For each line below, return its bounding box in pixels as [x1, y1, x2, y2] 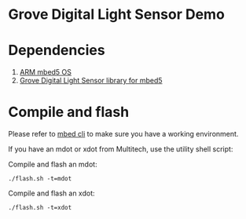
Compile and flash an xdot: [8, 188, 95, 198]
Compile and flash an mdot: [8, 159, 97, 170]
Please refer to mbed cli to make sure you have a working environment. [8, 130, 239, 139]
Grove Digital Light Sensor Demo [8, 5, 226, 24]
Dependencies [8, 42, 105, 60]
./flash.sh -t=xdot [8, 204, 72, 212]
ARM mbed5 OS [19, 68, 72, 77]
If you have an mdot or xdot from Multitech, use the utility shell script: [8, 144, 233, 154]
